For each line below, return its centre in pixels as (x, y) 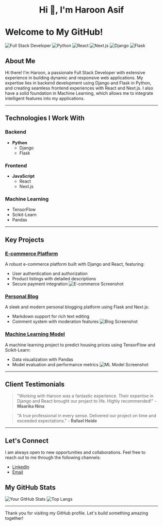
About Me (20, 61)
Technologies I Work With (45, 118)
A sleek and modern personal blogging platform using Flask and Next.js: (77, 307)
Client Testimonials (35, 384)
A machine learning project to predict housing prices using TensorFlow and (80, 345)
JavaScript (23, 176)
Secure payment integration (40, 284)
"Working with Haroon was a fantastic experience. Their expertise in (85, 396)
